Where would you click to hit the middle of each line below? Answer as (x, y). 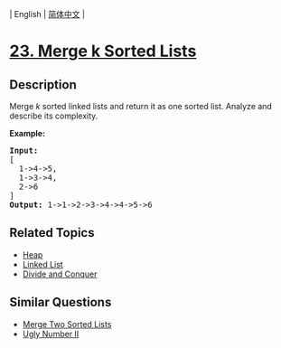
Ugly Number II (51, 334)
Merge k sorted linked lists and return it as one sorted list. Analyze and (141, 106)
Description (43, 85)
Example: (28, 133)
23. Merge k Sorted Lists (103, 51)
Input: (24, 150)
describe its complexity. (54, 116)
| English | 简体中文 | (47, 14)
